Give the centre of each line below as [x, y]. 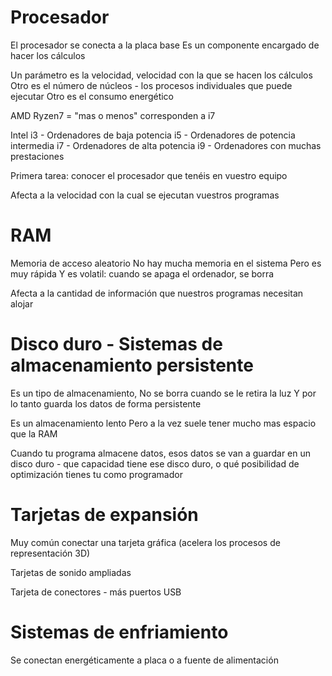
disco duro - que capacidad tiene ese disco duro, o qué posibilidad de [155, 463]
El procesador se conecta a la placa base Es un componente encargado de [165, 45]
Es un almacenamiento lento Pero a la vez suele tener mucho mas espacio [163, 423]
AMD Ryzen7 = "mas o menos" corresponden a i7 [113, 115]
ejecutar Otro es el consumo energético [92, 96]
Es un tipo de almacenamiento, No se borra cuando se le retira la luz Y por [163, 393]
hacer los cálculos [48, 55]
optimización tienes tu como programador [96, 474]
